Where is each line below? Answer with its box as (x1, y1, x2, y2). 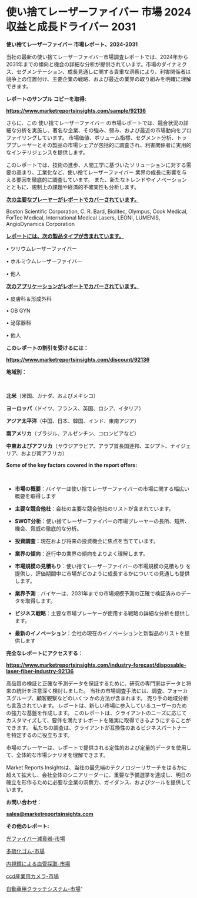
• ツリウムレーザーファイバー (6, 245, 78, 252)
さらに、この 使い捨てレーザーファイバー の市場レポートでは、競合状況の (6, 119, 184, 126)
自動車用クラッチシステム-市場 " (6, 885, 84, 892)
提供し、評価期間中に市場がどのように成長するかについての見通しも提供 (14, 570, 190, 577)
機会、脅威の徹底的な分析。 (14, 525, 82, 532)
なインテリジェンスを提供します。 (6, 149, 88, 156)
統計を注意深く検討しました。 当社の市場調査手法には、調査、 (16, 687, 168, 694)
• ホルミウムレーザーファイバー (6, 257, 82, 264)
